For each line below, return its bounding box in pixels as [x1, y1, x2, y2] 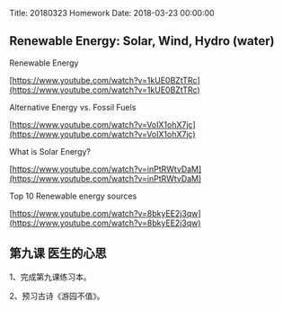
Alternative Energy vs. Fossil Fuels [9, 102, 137, 112]
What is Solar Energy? [9, 146, 92, 156]
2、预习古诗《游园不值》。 [9, 290, 105, 301]
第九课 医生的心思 [9, 246, 107, 261]
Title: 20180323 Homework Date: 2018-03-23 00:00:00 [9, 8, 215, 18]
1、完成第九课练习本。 [9, 271, 92, 282]
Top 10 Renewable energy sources [9, 190, 137, 201]
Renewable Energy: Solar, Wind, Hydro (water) [9, 33, 275, 49]
